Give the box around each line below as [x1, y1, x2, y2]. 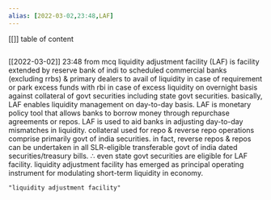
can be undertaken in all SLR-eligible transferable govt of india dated [8, 142, 238, 152]
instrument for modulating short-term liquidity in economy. [8, 168, 204, 177]
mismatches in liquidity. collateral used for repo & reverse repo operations [8, 125, 255, 135]
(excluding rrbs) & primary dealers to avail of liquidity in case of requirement [8, 73, 263, 83]
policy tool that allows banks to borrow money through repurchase [8, 108, 231, 118]
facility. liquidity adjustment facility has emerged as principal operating [8, 159, 244, 169]
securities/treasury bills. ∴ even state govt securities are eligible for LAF [8, 151, 248, 160]
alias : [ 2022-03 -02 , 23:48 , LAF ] [8, 11, 114, 20]
